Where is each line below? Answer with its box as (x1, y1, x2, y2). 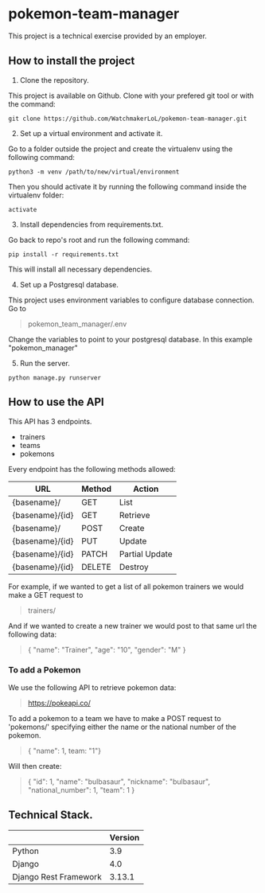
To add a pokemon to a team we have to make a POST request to (8, 713, 221, 723)
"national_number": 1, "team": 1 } (27, 785, 135, 794)
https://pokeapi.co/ (27, 698, 92, 708)
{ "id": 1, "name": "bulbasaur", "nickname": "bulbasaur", (27, 777, 211, 786)
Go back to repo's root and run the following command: (8, 235, 190, 244)
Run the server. (19, 358, 70, 368)
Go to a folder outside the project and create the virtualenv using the (8, 144, 233, 154)
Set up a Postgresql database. (19, 279, 119, 289)
